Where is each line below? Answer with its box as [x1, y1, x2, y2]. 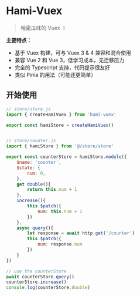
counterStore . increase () [6, 279, 67, 285]
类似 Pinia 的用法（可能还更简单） [14, 71, 97, 78]
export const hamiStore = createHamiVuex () [6, 122, 114, 128]
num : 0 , [27, 170, 46, 176]
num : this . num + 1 [37, 208, 83, 214]
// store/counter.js [6, 138, 57, 144]
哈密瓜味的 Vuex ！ [20, 24, 67, 31]
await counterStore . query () [6, 274, 75, 280]
